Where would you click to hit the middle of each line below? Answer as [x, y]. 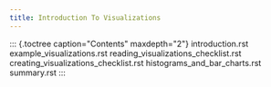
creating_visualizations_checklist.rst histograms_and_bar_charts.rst [135, 63]
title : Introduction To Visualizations [85, 18]
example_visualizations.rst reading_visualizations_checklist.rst [125, 53]
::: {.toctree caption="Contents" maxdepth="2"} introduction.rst [129, 43]
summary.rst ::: [38, 72]
